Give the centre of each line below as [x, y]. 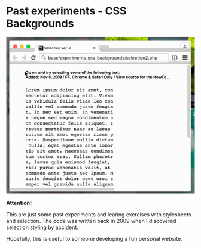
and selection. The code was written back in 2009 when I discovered [91, 221]
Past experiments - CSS [66, 11]
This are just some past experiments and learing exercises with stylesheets [99, 214]
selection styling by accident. [42, 227]
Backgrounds [40, 24]
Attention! [19, 203]
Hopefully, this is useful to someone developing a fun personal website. [94, 238]
